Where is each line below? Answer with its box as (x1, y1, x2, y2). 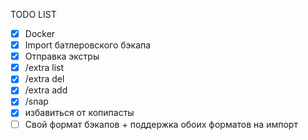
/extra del (24, 73, 65, 85)
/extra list (24, 62, 64, 74)
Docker (24, 28, 56, 39)
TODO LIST (10, 9, 57, 20)
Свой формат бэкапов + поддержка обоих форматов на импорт (24, 118, 298, 130)
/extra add (24, 84, 68, 96)
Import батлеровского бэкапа (24, 39, 152, 51)
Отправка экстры (24, 50, 100, 63)
